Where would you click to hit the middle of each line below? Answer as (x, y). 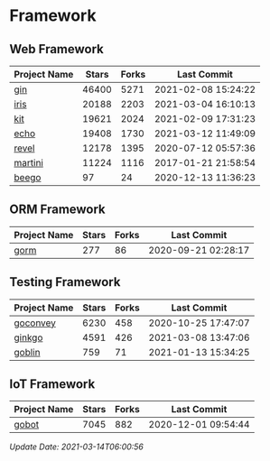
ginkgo (28, 337)
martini (28, 163)
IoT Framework (52, 384)
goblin (27, 352)
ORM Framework (57, 210)
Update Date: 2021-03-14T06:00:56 (77, 447)
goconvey (35, 323)
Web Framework (56, 49)
